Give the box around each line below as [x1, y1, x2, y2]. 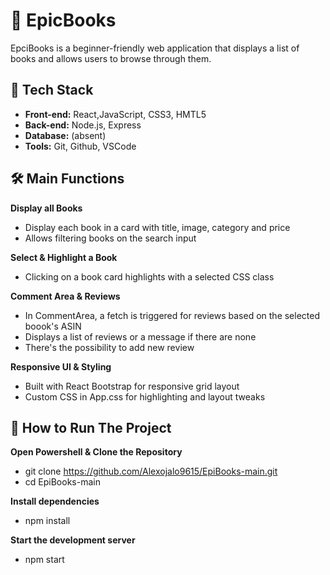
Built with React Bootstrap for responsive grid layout [24, 380, 240, 392]
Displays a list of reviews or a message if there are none [24, 330, 257, 343]
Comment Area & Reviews [10, 290, 121, 302]
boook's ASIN [24, 320, 82, 332]
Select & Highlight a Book [10, 251, 118, 263]
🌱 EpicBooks [10, 9, 117, 32]
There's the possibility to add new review [24, 341, 195, 353]
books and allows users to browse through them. [10, 52, 212, 64]
